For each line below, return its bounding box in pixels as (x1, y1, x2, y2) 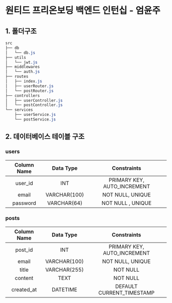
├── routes (5, 74, 29, 79)
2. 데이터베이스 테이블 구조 (5, 132, 85, 141)
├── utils (5, 55, 27, 60)
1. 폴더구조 (5, 27, 37, 35)
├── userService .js (14, 112, 56, 117)
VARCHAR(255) (45, 266, 84, 273)
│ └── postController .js (5, 103, 63, 108)
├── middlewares (5, 65, 40, 70)
